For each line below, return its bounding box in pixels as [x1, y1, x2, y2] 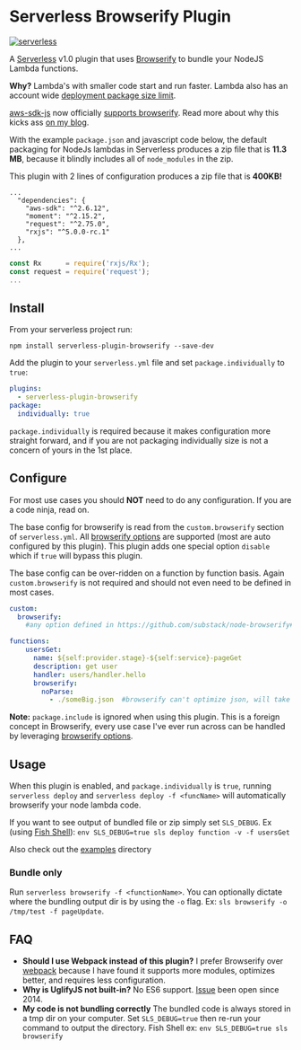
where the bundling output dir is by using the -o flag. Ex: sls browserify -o [9, 896, 288, 907]
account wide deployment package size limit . [9, 90, 176, 101]
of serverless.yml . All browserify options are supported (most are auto [9, 531, 271, 542]
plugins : [9, 384, 42, 393]
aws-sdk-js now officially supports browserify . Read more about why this [9, 107, 279, 118]
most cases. [9, 587, 55, 597]
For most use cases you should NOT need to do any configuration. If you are [9, 494, 292, 505]
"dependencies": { [17, 196, 87, 205]
